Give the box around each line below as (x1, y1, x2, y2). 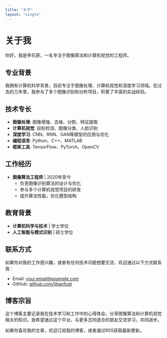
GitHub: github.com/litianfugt (12, 281, 72, 287)
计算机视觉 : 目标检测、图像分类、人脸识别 (12, 125, 98, 131)
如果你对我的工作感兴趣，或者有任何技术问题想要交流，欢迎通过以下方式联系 (5, 259, 162, 265)
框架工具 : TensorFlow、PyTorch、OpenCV (12, 144, 99, 150)
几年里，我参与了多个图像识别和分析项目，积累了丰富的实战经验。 (13, 89, 149, 95)
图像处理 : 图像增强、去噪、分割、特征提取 (12, 119, 98, 125)
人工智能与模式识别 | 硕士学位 (12, 229, 74, 235)
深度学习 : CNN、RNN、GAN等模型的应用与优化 (12, 132, 109, 138)
